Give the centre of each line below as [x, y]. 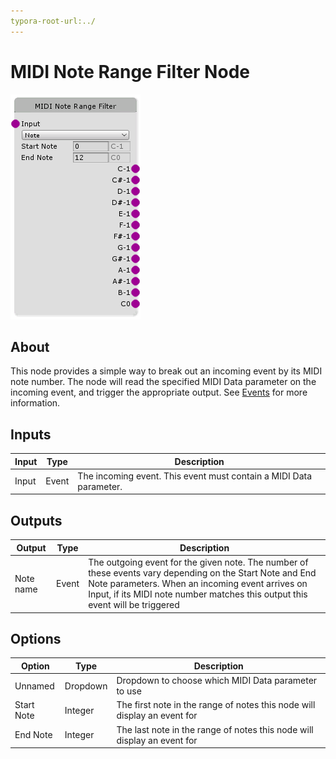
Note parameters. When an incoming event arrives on [198, 583]
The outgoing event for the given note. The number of [198, 562]
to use [129, 691]
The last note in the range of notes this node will [215, 729]
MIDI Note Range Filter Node [130, 71]
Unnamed [34, 686]
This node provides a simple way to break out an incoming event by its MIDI [166, 371]
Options [36, 638]
